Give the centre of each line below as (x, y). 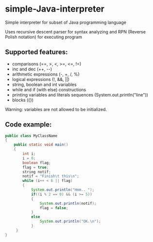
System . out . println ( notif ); (68, 203)
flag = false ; (54, 208)
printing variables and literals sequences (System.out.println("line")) (80, 95)
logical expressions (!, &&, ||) (41, 79)
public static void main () (41, 145)
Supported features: (36, 52)
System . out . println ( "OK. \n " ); (70, 222)
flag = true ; (36, 167)
